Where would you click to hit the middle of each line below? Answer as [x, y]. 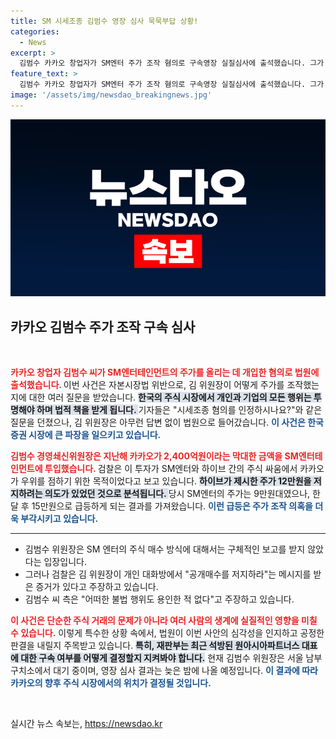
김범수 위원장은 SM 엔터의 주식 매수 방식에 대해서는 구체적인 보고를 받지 [165, 549]
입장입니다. [65, 562]
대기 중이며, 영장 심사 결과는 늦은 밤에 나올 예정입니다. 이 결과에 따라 [186, 671]
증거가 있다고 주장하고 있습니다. [97, 587]
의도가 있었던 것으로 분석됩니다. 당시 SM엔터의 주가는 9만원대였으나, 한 [182, 494]
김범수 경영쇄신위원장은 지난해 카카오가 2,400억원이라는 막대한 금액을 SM [154, 456]
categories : [35, 31]
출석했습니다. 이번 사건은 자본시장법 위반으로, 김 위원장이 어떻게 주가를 [147, 385]
